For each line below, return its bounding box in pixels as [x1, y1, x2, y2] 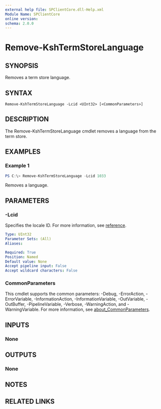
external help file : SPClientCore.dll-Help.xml [5, 7, 104, 12]
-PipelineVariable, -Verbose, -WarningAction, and [26, 301, 126, 307]
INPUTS [5, 321, 29, 329]
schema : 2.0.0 [5, 21, 34, 26]
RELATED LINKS [5, 397, 55, 406]
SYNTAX [5, 89, 33, 97]
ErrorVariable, [5, 296, 33, 302]
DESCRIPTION [5, 115, 49, 123]
